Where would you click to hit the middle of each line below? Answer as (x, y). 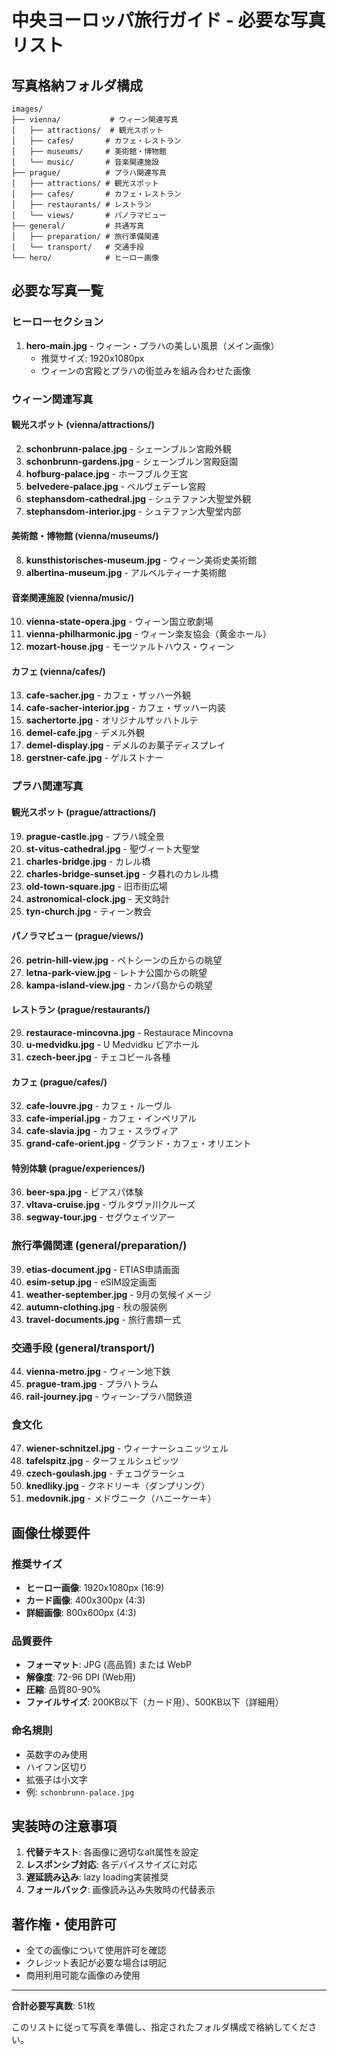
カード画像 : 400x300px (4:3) (85, 1600)
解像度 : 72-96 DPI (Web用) (80, 1677)
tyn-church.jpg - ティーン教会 (88, 911)
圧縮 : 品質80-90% (63, 1690)
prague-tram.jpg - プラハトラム (92, 1383)
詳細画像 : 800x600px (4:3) (81, 1612)
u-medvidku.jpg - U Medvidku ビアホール (112, 1044)
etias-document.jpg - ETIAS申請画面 (103, 1269)
